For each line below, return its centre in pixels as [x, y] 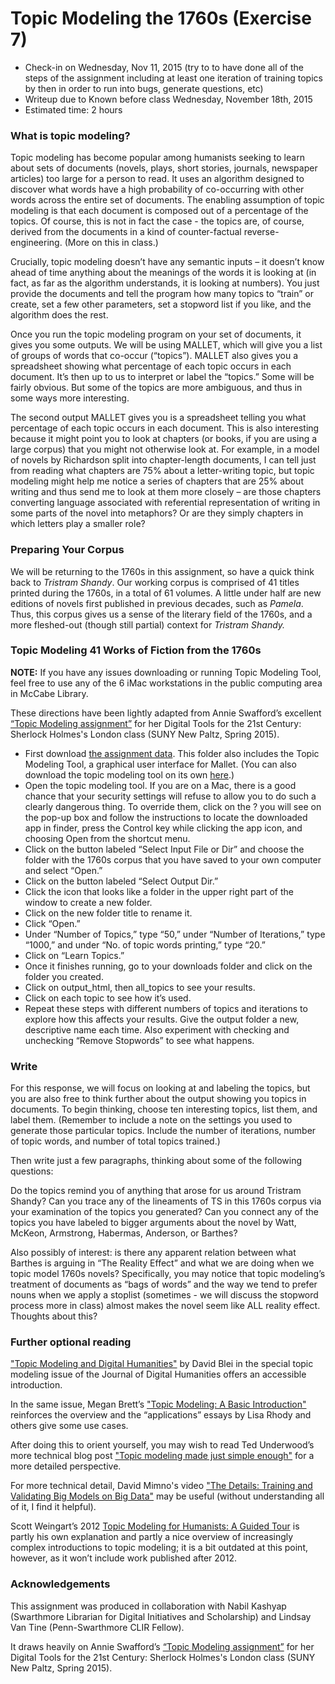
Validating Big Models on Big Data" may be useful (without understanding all [167, 1496]
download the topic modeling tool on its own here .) [129, 774]
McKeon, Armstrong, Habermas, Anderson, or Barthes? [124, 1233]
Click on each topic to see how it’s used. [108, 998]
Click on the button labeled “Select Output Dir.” [121, 881]
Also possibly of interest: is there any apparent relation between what [153, 1253]
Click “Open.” [52, 923]
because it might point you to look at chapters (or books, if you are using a [164, 439]
